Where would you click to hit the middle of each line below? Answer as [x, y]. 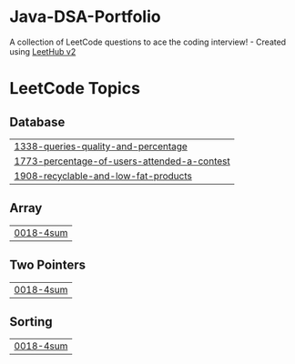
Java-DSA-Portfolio [85, 17]
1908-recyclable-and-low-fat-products [103, 176]
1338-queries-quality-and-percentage [101, 146]
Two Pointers [48, 265]
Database [37, 121]
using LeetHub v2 [43, 51]
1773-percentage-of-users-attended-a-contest [122, 161]
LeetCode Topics [75, 89]
